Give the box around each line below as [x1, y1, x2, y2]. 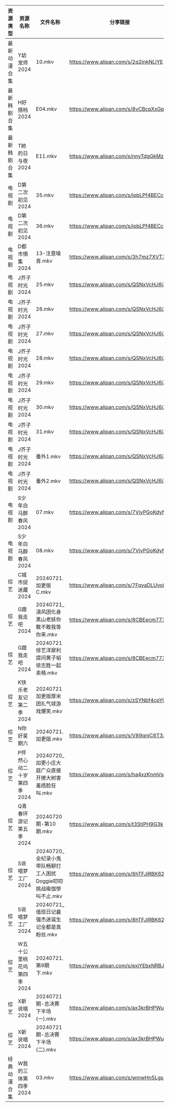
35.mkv [36, 192, 54, 198]
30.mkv [36, 404, 54, 411]
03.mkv [36, 1074, 54, 1081]
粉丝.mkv [36, 931, 58, 938]
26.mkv [36, 305, 54, 312]
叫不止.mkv [36, 893, 63, 900]
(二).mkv [36, 1046, 57, 1053]
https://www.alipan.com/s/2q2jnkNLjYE [69, 58, 163, 65]
